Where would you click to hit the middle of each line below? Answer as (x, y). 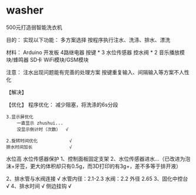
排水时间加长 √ (39, 147)
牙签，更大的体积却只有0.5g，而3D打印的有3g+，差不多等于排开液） (98, 166)
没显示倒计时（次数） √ (43, 129)
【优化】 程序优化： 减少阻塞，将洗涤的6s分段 (62, 104)
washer (25, 10)
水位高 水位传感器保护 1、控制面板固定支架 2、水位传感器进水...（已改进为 (96, 158)
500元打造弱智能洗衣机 (34, 27)
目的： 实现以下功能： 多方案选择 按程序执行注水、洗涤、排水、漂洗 (88, 39)
